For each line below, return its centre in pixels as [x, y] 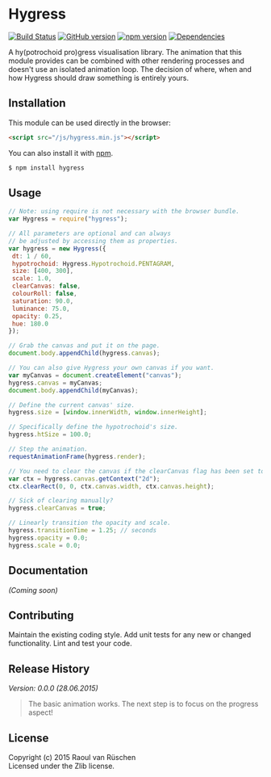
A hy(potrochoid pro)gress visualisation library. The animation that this [125, 52]
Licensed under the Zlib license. [62, 766]
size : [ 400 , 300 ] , [43, 271]
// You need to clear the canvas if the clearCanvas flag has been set [131, 471]
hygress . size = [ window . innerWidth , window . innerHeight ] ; [108, 413]
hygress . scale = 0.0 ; [45, 545]
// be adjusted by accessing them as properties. [94, 241]
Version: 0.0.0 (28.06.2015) [53, 688]
